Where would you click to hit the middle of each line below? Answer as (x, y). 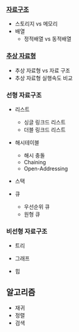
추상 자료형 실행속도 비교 (44, 78)
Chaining (35, 162)
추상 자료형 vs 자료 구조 (42, 70)
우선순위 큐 (37, 206)
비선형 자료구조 (27, 231)
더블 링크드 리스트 (45, 129)
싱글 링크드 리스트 (45, 122)
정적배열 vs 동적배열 (48, 39)
